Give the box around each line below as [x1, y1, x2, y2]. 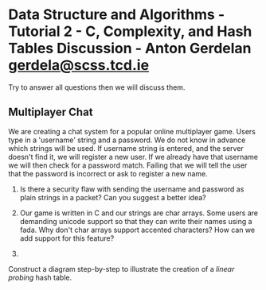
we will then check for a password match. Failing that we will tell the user [8, 160, 248, 170]
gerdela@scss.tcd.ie [8, 56, 150, 75]
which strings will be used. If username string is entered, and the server [8, 143, 244, 153]
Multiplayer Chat [8, 106, 93, 119]
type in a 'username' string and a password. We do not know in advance [8, 135, 246, 145]
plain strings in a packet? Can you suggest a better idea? [19, 192, 206, 202]
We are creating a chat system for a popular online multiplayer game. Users [8, 126, 256, 136]
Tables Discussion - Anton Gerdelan [8, 40, 252, 57]
